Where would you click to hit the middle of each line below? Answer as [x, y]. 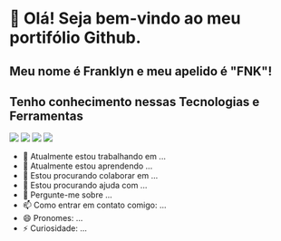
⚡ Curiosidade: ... [55, 228]
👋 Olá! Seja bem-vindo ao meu [125, 19]
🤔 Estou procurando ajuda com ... [85, 186]
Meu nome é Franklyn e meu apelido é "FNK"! [141, 71]
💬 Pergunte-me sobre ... [68, 195]
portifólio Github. [76, 38]
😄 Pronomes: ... [53, 218]
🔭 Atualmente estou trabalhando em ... [94, 157]
